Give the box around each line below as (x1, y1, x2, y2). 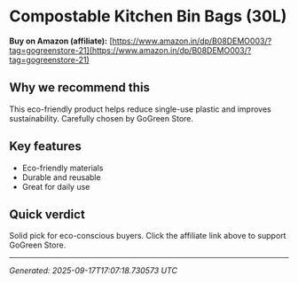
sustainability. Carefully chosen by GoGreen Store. (9, 113, 193, 123)
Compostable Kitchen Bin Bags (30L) (9, 6, 287, 27)
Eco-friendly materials (21, 162, 104, 173)
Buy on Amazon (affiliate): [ (9, 35, 113, 46)
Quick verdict (9, 207, 86, 222)
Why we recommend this (9, 80, 151, 95)
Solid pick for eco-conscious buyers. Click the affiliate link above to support (9, 231, 286, 241)
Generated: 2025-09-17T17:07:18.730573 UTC (9, 265, 177, 276)
